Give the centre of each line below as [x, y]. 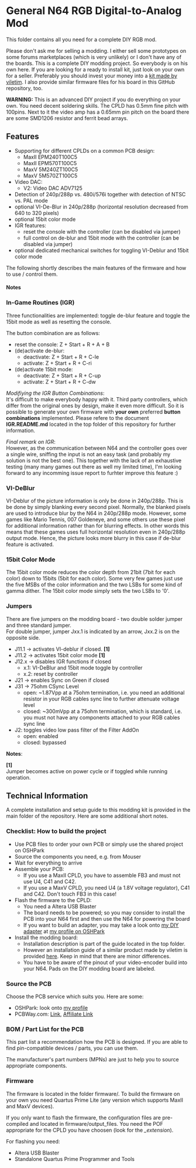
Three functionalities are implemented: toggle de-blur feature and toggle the [98, 315]
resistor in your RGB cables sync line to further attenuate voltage [101, 699]
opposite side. [23, 637]
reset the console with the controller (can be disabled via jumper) [102, 231]
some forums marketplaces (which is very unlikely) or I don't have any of [94, 57]
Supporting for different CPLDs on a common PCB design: [85, 151]
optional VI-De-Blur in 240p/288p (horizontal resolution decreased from [101, 207]
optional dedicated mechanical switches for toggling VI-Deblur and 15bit [102, 250]
